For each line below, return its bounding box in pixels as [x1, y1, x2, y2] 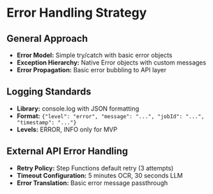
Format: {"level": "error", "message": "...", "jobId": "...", [16, 111, 205, 120]
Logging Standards [6, 86, 91, 98]
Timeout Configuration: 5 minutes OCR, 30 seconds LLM [16, 171, 183, 179]
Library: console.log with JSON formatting [16, 104, 140, 113]
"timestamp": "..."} [16, 119, 77, 126]
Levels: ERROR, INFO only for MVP [16, 125, 118, 134]
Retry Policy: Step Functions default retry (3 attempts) [16, 163, 174, 172]
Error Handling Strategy [6, 5, 147, 21]
